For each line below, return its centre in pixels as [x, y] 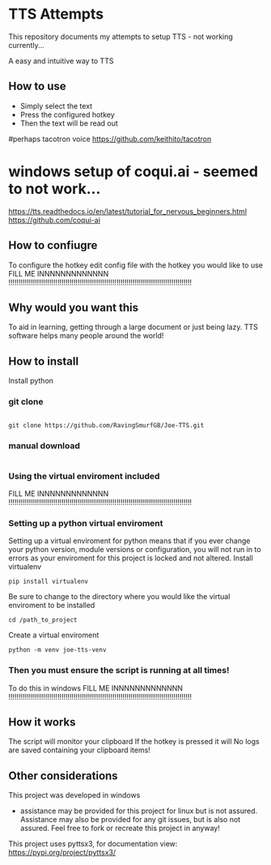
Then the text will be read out [69, 123]
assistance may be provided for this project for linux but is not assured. [139, 811]
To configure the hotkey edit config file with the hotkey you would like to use [136, 265]
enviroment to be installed [52, 606]
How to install [44, 361]
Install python [31, 381]
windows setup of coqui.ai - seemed [133, 171]
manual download [44, 446]
